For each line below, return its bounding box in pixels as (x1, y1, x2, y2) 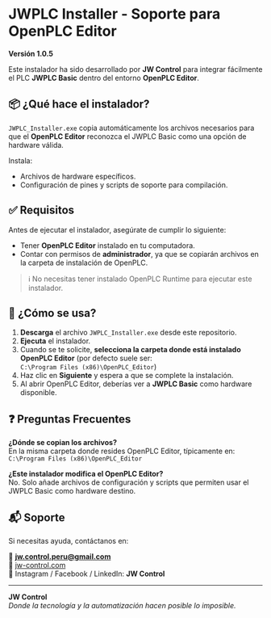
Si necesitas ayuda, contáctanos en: (8, 536, 129, 545)
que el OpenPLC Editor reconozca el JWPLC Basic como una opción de (8, 131, 247, 141)
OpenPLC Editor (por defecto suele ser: (19, 353, 152, 364)
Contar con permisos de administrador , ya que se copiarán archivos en (19, 249, 260, 259)
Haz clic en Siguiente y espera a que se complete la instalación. (19, 371, 234, 380)
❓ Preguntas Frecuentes (8, 412, 131, 426)
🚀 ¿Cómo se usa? (8, 306, 97, 320)
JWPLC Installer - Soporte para (8, 5, 221, 23)
